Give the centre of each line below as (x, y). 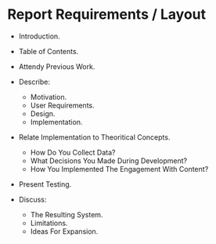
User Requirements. (62, 105)
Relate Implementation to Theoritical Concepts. (94, 137)
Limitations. (49, 223)
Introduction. (39, 36)
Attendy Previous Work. (57, 66)
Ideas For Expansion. (64, 231)
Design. (43, 113)
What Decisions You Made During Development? (109, 160)
